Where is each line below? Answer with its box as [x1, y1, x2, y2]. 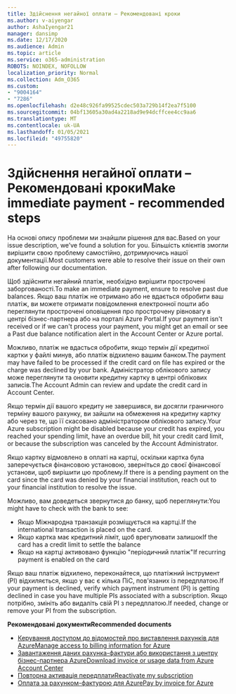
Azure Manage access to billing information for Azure [17, 641, 171, 650]
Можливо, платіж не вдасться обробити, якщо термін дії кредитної [7, 343, 209, 352]
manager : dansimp [7, 30, 58, 37]
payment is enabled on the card [17, 555, 110, 564]
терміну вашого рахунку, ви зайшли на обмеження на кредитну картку [7, 410, 221, 418]
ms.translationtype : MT [7, 115, 77, 122]
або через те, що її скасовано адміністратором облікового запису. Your [7, 417, 221, 425]
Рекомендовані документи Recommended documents [7, 620, 172, 628]
